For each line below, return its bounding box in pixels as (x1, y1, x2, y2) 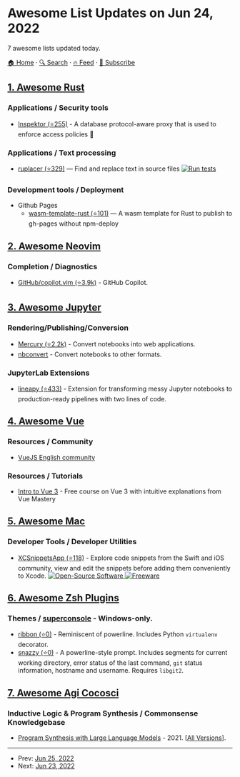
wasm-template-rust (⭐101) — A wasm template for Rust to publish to (28, 209, 233, 218)
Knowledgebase (7, 717, 66, 727)
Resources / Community (7, 437, 94, 447)
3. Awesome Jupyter (7, 301, 101, 314)
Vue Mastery (17, 494, 56, 503)
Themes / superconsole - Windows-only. (7, 613, 154, 623)
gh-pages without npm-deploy (28, 219, 119, 228)
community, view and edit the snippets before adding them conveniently (17, 563, 231, 572)
